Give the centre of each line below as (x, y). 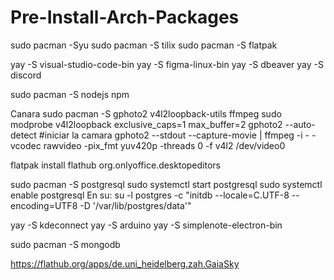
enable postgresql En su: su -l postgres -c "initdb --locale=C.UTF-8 (150, 195)
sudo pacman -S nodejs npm (70, 94)
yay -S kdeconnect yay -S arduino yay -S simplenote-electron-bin (146, 225)
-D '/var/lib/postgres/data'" (135, 205)
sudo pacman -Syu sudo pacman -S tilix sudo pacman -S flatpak (144, 45)
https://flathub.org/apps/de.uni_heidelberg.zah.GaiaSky (125, 263)
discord (26, 75)
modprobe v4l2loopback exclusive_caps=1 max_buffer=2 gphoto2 (146, 124)
